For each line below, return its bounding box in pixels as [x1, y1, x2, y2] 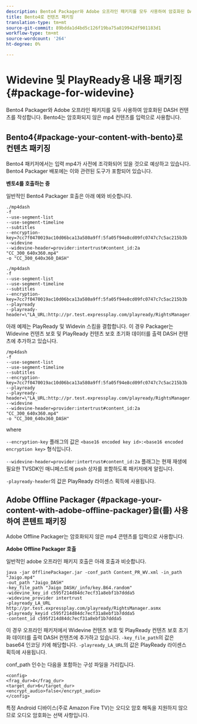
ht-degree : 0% [6, 42, 41, 47]
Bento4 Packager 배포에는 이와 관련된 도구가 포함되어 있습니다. [6, 168, 153, 175]
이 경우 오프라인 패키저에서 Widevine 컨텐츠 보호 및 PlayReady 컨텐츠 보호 [6, 627, 178, 634]
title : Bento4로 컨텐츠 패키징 [6, 14, 74, 20]
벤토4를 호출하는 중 [6, 180, 50, 187]
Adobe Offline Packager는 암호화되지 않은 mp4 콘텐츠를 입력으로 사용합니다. [6, 533, 185, 540]
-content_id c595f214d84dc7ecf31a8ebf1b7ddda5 [6, 616, 122, 621]
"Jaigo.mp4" [6, 575, 35, 580]
